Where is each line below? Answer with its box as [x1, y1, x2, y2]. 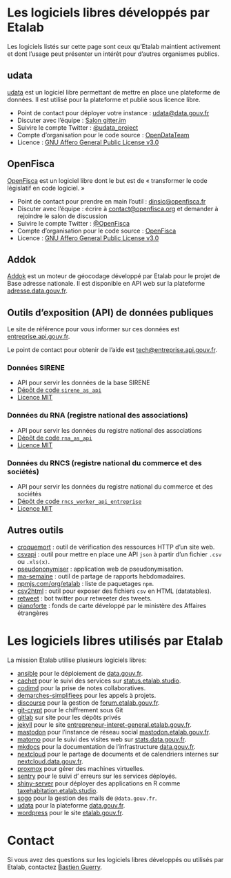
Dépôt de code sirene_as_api [17, 386, 102, 394]
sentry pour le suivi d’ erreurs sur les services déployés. [17, 772, 177, 780]
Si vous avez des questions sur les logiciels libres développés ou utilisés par [7, 855, 224, 864]
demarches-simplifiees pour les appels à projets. [17, 691, 157, 699]
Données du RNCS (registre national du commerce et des [7, 458, 202, 467]
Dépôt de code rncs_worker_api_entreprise [17, 497, 142, 505]
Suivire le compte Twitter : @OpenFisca [17, 219, 130, 227]
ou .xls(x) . [17, 557, 50, 565]
